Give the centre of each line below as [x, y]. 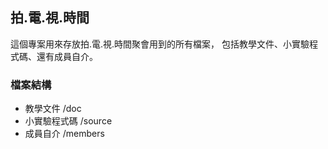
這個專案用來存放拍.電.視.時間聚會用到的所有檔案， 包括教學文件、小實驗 [160, 44]
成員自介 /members [64, 134]
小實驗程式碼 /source [68, 121]
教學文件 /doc [53, 109]
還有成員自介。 [67, 56]
